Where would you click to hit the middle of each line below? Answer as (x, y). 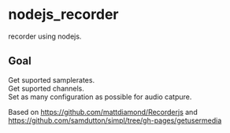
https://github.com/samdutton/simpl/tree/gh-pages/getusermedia (115, 120)
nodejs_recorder (63, 15)
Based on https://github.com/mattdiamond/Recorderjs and (103, 112)
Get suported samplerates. (52, 79)
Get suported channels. (46, 88)
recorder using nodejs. (45, 36)
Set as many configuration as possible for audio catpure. (100, 97)
